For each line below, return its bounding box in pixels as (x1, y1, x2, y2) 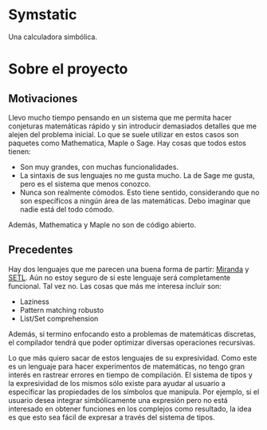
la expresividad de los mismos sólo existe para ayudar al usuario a (8, 378, 226, 388)
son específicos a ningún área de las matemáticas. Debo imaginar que (19, 195, 251, 205)
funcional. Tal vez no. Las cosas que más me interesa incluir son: (8, 281, 222, 290)
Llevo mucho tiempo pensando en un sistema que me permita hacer (8, 112, 232, 122)
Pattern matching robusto (19, 305, 104, 314)
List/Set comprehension (19, 314, 99, 323)
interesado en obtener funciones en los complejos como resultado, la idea (8, 404, 253, 413)
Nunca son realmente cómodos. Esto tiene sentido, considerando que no (19, 187, 260, 197)
